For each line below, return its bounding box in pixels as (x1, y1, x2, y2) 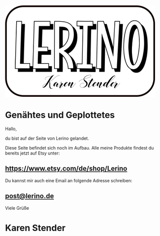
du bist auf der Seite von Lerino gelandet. (5, 135, 90, 141)
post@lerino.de (5, 192, 54, 200)
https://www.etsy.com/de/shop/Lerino (5, 164, 128, 173)
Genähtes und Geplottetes (5, 110, 115, 121)
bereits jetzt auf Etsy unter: (5, 150, 60, 156)
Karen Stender (5, 222, 66, 234)
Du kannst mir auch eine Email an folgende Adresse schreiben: (5, 177, 132, 183)
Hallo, (5, 125, 17, 131)
